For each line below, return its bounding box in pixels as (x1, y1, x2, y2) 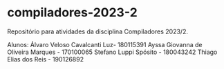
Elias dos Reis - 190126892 (7, 55, 84, 63)
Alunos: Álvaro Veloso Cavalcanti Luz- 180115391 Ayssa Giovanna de (7, 40, 203, 49)
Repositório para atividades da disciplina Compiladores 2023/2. (7, 27, 189, 36)
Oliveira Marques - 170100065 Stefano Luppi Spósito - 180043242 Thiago (7, 48, 218, 56)
